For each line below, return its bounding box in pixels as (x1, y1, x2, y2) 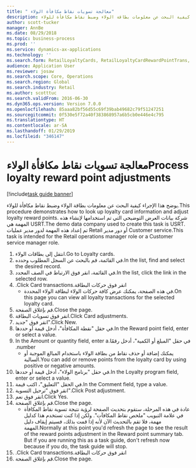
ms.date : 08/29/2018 (6, 30, 57, 36)
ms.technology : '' (6, 52, 51, 58)
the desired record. (15, 262, 62, 269)
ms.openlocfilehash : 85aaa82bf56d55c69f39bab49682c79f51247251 (6, 106, 164, 112)
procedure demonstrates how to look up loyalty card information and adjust (6, 208, 189, 215)
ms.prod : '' (6, 41, 36, 47)
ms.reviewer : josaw (6, 68, 54, 74)
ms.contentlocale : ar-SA (6, 123, 67, 129)
